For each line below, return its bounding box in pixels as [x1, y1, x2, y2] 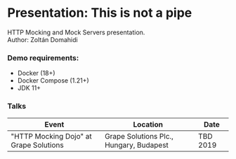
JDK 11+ [17, 84, 41, 92]
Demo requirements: [7, 53, 79, 62]
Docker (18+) [17, 69, 55, 78]
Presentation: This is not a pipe [7, 5, 192, 21]
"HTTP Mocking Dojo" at [11, 131, 93, 141]
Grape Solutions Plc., [104, 131, 174, 141]
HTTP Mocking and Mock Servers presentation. [7, 28, 145, 36]
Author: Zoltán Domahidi [7, 35, 79, 43]
